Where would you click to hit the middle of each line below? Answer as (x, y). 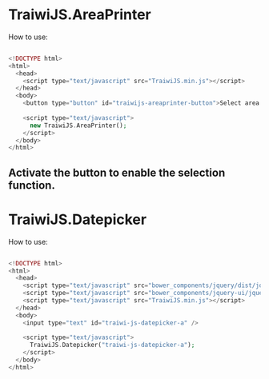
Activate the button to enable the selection (117, 172)
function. (32, 185)
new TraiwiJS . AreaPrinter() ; (78, 126)
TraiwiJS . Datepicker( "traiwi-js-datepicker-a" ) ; (112, 345)
